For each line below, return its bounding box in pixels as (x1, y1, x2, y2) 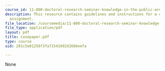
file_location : (5, 21, 36, 26)
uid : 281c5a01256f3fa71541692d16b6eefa (5, 44, 87, 48)
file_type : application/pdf (5, 25, 63, 30)
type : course (5, 39, 32, 44)
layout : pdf (5, 30, 29, 35)
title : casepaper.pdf (5, 35, 50, 40)
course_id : (5, 7, 27, 12)
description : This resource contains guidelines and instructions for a (5, 12, 157, 17)
